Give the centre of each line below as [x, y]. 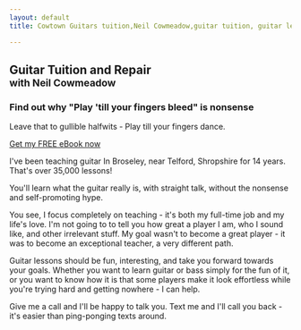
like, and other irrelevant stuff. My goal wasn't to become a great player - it [147, 234]
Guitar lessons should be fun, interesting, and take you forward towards [142, 261]
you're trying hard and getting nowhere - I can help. [105, 289]
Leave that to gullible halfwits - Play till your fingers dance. [117, 127]
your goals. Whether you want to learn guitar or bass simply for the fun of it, [150, 270]
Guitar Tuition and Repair [80, 69]
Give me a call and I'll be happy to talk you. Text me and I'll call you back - [146, 307]
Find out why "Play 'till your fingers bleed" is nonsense [132, 106]
